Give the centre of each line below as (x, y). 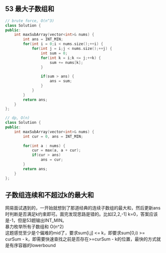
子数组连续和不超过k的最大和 (50, 195)
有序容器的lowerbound (33, 246)
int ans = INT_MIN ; (43, 39)
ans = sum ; (61, 81)
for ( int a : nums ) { (44, 146)
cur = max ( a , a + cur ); (56, 150)
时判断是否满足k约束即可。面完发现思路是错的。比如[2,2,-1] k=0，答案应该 (82, 214)
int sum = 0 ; (54, 53)
